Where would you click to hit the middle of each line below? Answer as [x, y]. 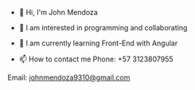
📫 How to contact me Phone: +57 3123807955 [96, 59]
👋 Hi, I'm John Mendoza [58, 12]
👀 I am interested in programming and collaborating [103, 27]
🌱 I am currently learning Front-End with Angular [98, 43]
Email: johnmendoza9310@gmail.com [69, 77]
